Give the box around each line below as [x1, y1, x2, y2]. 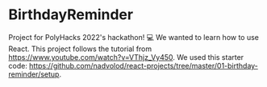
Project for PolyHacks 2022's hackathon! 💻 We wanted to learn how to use [8, 32, 260, 42]
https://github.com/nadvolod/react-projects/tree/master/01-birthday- [29, 61, 258, 70]
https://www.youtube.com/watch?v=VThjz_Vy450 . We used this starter [8, 52, 244, 61]
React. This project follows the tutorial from [8, 44, 152, 53]
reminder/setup [8, 69, 60, 79]
